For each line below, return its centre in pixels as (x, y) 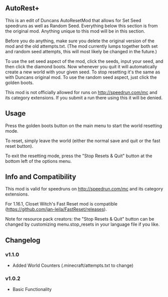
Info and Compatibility (41, 177)
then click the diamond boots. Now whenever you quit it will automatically (81, 66)
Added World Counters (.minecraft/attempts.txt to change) (73, 265)
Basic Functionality (32, 289)
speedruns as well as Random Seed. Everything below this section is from (81, 26)
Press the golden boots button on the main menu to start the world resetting (83, 126)
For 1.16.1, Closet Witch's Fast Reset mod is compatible (61, 204)
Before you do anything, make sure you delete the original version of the (80, 41)
